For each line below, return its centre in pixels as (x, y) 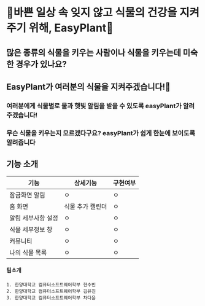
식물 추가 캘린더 (86, 206)
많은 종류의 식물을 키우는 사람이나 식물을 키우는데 (94, 53)
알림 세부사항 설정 (34, 218)
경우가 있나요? (41, 64)
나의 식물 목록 (28, 253)
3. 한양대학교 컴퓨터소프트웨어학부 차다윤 (51, 298)
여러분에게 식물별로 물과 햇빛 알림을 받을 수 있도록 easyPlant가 (94, 106)
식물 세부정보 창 (31, 229)
